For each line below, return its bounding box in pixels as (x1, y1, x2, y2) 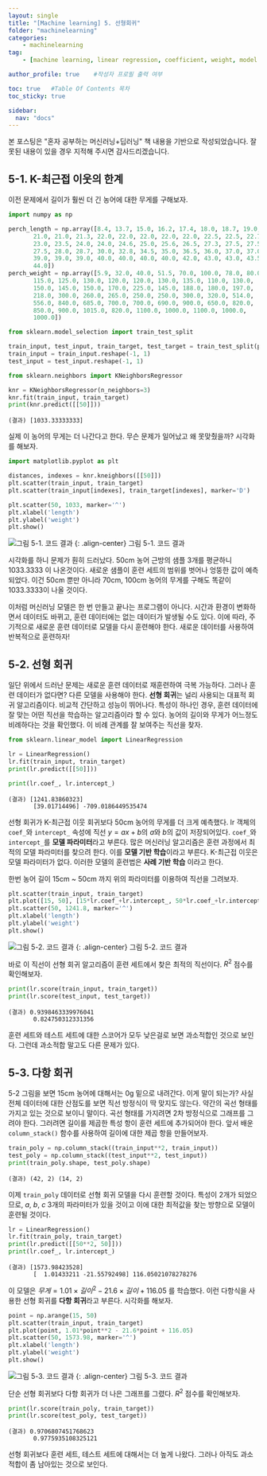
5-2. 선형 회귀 (8, 657, 73, 671)
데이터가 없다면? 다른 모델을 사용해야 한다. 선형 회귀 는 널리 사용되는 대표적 (16, 690, 246, 700)
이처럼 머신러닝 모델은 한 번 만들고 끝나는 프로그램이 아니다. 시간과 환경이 (8, 602, 235, 612)
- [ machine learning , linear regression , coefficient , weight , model (22, 56, 258, 64)
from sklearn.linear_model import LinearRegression (8, 736, 183, 744)
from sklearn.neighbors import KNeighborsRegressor (8, 372, 183, 380)
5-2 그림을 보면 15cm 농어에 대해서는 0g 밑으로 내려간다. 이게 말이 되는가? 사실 (8, 1088, 254, 1098)
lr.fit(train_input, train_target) (8, 757, 126, 765)
